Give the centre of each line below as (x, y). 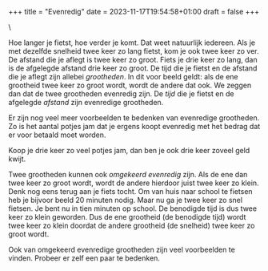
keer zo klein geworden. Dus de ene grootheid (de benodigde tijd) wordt (127, 217)
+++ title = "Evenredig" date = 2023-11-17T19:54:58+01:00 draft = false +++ (134, 12)
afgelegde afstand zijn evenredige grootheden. (86, 102)
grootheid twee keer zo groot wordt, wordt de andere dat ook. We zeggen (130, 85)
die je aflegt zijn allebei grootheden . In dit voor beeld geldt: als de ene (123, 77)
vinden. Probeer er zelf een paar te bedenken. (84, 258)
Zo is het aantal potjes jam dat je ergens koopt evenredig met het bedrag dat (134, 126)
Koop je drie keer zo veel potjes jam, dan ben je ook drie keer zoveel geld (129, 150)
